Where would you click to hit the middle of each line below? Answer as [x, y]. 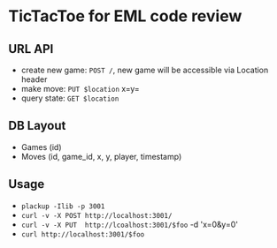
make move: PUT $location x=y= [80, 89]
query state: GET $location [70, 98]
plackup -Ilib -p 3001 [63, 206]
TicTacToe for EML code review [125, 16]
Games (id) [42, 147]
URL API [31, 49]
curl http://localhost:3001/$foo [83, 234]
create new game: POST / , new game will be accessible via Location [145, 70]
